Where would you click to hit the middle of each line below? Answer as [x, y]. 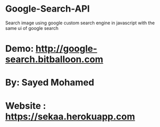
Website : [26, 105]
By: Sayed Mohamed [50, 83]
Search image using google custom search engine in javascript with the [80, 23]
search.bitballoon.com [54, 59]
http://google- [66, 49]
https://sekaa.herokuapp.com [70, 116]
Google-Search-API [47, 9]
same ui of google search [32, 28]
